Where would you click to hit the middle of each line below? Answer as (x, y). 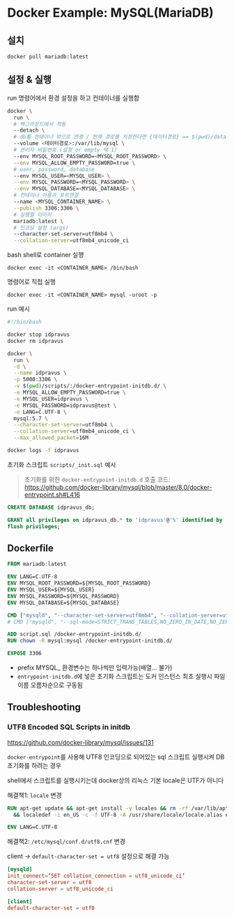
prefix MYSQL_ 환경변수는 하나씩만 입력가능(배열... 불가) (95, 668)
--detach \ (29, 130)
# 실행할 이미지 (33, 215)
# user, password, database (54, 169)
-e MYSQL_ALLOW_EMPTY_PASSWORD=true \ (70, 393)
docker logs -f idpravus (43, 451)
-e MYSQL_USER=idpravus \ (51, 399)
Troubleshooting (44, 708)
